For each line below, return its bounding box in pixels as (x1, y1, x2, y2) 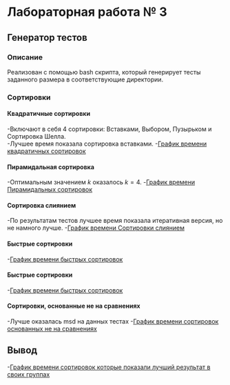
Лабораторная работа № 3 (7, 4, 167, 20)
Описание (7, 52, 43, 62)
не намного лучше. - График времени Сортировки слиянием (7, 224, 185, 232)
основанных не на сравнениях (7, 325, 98, 333)
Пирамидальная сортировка (7, 163, 95, 171)
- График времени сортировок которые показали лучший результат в (7, 363, 211, 371)
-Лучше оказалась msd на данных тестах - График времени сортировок (7, 317, 219, 326)
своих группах (7, 370, 50, 378)
